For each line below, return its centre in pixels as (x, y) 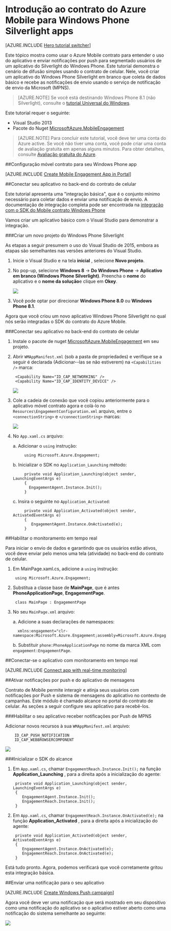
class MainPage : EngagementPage (51, 602)
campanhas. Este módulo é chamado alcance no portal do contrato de (79, 701)
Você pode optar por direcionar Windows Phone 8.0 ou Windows (82, 301)
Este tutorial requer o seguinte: (38, 113)
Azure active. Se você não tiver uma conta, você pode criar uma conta (92, 143)
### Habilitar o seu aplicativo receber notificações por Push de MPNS (78, 716)
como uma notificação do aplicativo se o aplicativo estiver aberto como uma (86, 908)
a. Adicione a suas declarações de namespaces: (64, 622)
